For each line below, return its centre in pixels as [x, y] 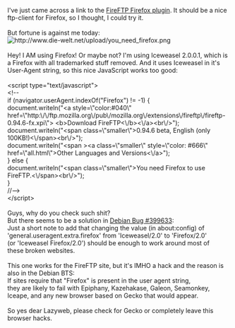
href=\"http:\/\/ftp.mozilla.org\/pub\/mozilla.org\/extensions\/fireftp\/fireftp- [116, 115]
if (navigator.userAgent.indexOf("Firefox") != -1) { [79, 100]
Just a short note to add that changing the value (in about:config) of [106, 228]
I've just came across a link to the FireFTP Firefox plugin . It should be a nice [117, 10]
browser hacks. [30, 318]
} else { [18, 160]
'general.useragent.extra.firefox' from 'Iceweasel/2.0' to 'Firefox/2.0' [107, 235]
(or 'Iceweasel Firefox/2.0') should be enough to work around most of [109, 243]
